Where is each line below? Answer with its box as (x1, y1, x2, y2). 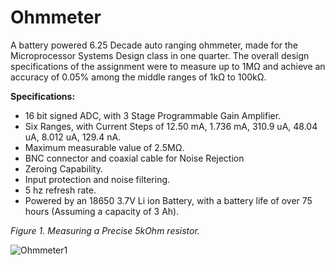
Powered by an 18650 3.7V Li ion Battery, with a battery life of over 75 (24, 194, 313, 206)
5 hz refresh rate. (24, 184, 97, 196)
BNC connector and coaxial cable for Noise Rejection (24, 152, 245, 164)
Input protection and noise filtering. (24, 173, 171, 185)
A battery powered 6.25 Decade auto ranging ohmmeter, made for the (10, 39, 299, 51)
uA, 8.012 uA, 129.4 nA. (24, 131, 122, 143)
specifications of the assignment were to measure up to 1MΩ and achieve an (10, 60, 326, 72)
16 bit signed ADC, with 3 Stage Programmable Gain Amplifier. (24, 109, 282, 121)
